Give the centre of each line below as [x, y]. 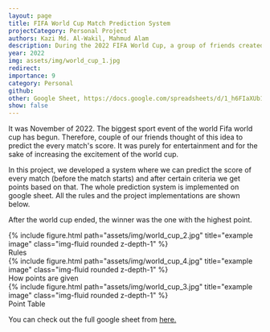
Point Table [27, 304]
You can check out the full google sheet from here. [92, 320]
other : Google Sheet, [45, 98]
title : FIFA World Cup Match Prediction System [90, 23]
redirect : [25, 68]
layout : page [30, 16]
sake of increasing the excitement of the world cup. [94, 155]
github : [21, 91]
